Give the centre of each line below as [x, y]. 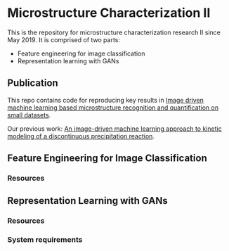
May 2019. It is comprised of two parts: [64, 39]
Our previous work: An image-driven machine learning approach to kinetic [115, 129]
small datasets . [29, 115]
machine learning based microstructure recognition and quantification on [113, 108]
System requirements [45, 240]
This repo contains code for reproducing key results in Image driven [105, 100]
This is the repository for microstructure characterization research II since [114, 32]
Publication [33, 83]
